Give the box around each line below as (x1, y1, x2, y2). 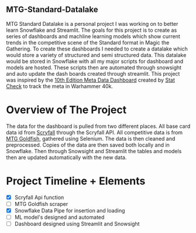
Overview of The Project (6, 103, 127, 116)
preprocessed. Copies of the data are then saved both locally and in (6, 141, 170, 148)
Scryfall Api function (14, 194, 64, 201)
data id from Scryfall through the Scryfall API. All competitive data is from (6, 129, 183, 136)
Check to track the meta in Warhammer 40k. (6, 82, 113, 90)
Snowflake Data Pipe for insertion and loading (14, 207, 125, 214)
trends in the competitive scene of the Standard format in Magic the (6, 39, 170, 46)
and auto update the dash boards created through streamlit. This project (6, 70, 180, 77)
